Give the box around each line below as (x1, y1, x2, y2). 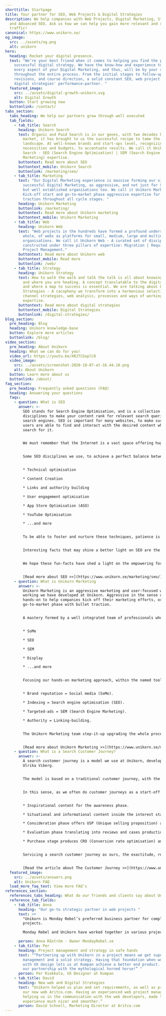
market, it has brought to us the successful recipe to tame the (23, 137, 161, 142)
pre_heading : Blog (9, 321, 48, 326)
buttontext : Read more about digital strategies (18, 302, 121, 308)
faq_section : (5, 381, 32, 386)
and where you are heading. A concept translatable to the (23, 280, 147, 285)
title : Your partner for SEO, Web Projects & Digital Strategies (5, 12, 142, 17)
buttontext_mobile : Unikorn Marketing (18, 215, 98, 220)
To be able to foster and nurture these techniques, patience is (23, 534, 161, 539)
